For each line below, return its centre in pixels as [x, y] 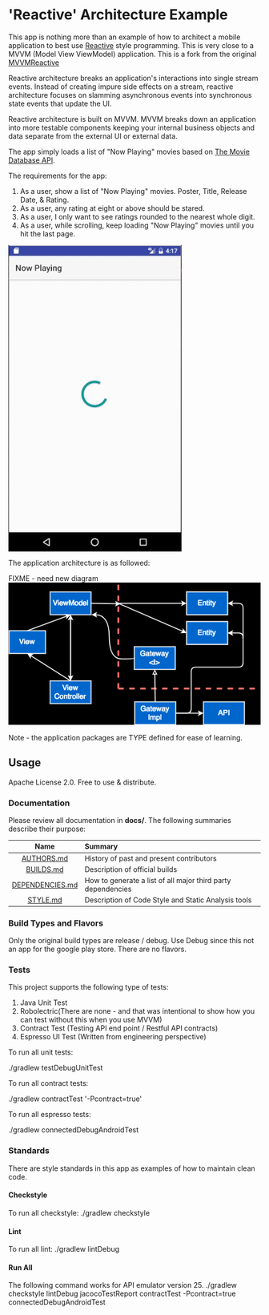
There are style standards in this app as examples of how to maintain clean [132, 1168]
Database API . [32, 160]
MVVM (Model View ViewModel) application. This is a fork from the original [132, 54]
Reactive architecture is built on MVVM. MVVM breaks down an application [132, 119]
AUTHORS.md [44, 858]
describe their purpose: [47, 829]
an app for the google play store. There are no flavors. [97, 949]
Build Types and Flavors [56, 923]
